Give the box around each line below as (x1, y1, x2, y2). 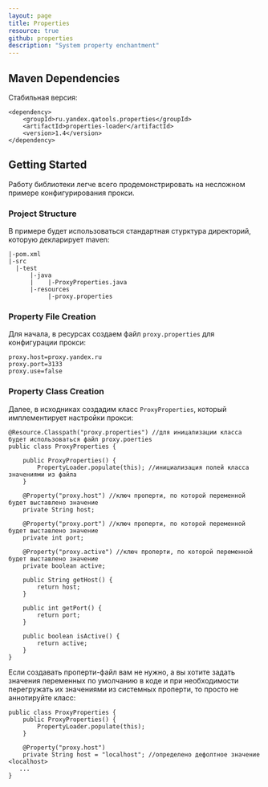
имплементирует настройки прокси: (8, 413, 134, 422)
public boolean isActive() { (22, 632, 120, 640)
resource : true (8, 27, 59, 35)
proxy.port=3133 (8, 361, 63, 369)
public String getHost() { (22, 576, 113, 584)
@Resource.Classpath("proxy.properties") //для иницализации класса (8, 428, 242, 436)
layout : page (8, 11, 52, 20)
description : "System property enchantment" (8, 42, 160, 50)
